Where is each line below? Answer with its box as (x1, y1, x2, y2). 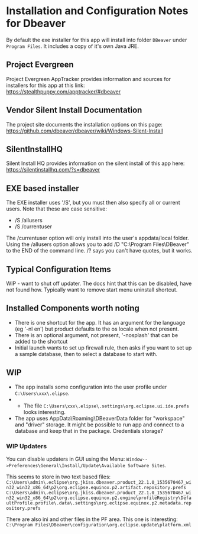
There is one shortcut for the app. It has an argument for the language (14, 319, 186, 326)
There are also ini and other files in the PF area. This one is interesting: (6, 516, 178, 523)
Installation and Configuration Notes (6, 4, 189, 18)
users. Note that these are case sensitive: (6, 205, 108, 212)
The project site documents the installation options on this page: (6, 121, 163, 128)
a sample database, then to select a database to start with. (14, 350, 158, 357)
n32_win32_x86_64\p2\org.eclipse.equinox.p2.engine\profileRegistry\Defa (6, 495, 192, 501)
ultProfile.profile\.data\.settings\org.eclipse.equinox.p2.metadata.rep (6, 500, 192, 506)
